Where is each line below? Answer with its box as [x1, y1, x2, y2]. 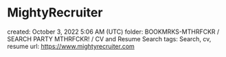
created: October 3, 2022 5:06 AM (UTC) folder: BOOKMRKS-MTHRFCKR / [7, 27, 220, 36]
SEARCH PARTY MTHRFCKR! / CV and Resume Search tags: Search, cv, [7, 34, 212, 43]
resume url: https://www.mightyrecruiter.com [7, 42, 135, 50]
